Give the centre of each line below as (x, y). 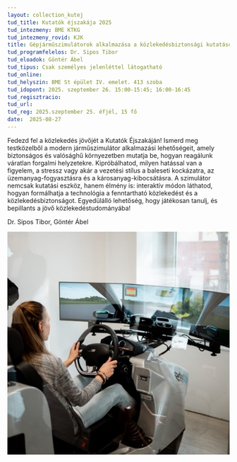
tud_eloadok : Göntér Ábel (45, 60)
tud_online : (25, 74)
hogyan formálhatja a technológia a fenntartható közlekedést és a (103, 193)
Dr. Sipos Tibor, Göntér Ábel (48, 221)
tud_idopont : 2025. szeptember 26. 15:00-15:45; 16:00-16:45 (99, 89)
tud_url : (20, 105)
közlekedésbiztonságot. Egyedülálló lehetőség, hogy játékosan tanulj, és (113, 200)
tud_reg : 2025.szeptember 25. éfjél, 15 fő (72, 112)
